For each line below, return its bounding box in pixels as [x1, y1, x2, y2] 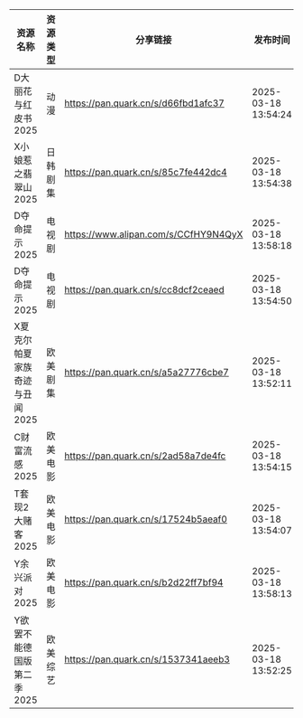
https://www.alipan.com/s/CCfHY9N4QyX [64, 228, 243, 241]
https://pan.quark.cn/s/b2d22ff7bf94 [64, 576, 224, 589]
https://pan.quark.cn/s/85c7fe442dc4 [64, 166, 227, 178]
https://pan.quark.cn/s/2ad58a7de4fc [64, 449, 226, 462]
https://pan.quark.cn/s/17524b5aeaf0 [64, 513, 228, 525]
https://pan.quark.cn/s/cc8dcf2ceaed [64, 284, 225, 296]
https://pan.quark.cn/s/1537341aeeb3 [64, 653, 230, 666]
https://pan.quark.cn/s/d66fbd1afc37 [64, 97, 225, 109]
